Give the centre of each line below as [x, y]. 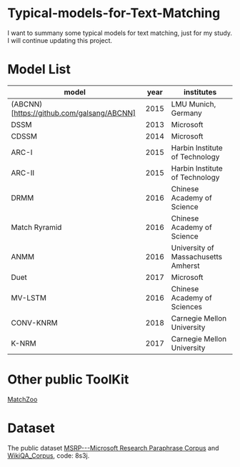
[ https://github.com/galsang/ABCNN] [73, 113]
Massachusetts [197, 256]
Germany [186, 113]
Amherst [185, 266]
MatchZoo [22, 399]
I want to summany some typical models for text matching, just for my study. [120, 33]
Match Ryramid [36, 227]
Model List [39, 70]
